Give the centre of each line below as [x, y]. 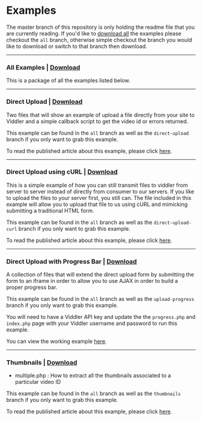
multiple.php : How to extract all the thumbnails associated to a [93, 375]
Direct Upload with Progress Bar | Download [72, 261]
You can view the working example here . [57, 341]
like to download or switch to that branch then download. [77, 46]
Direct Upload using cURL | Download [62, 172]
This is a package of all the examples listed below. [68, 80]
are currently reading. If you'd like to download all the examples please [94, 33]
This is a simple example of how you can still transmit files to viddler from [97, 185]
